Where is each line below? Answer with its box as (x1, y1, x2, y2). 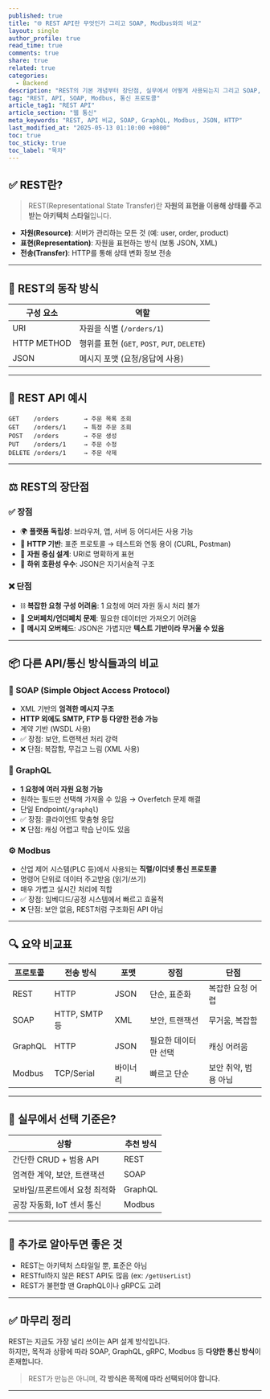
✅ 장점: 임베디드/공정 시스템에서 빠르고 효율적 (19, 894, 165, 905)
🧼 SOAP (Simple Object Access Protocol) (8, 685, 170, 696)
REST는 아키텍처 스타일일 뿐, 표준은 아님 (19, 1260, 148, 1270)
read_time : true (8, 42, 63, 50)
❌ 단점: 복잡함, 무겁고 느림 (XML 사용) (19, 745, 141, 754)
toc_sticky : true (8, 138, 67, 147)
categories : (8, 72, 48, 80)
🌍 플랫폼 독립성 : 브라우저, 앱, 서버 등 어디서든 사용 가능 (19, 526, 194, 535)
